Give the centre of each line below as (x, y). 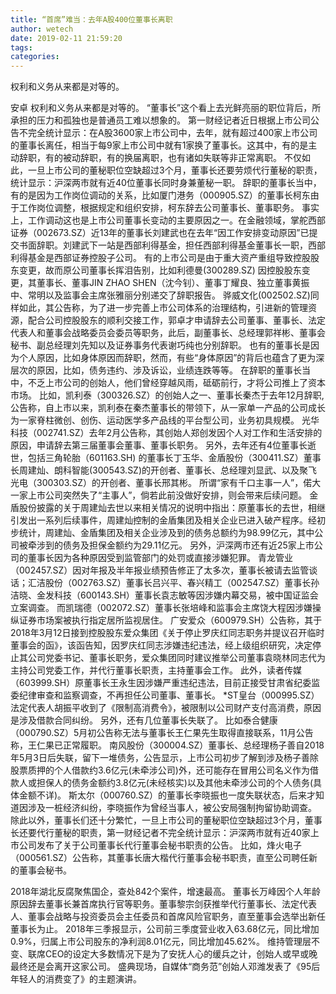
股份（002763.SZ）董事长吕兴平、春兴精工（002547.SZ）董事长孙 (182, 583)
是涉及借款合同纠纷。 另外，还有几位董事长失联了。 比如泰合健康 (144, 720)
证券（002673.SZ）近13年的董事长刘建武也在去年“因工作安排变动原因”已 (160, 233)
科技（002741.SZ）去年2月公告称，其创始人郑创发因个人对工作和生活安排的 (166, 433)
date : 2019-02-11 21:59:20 (66, 38)
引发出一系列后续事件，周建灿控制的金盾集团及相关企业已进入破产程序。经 (163, 520)
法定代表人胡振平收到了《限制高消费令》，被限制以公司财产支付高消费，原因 (166, 708)
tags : (21, 47)
